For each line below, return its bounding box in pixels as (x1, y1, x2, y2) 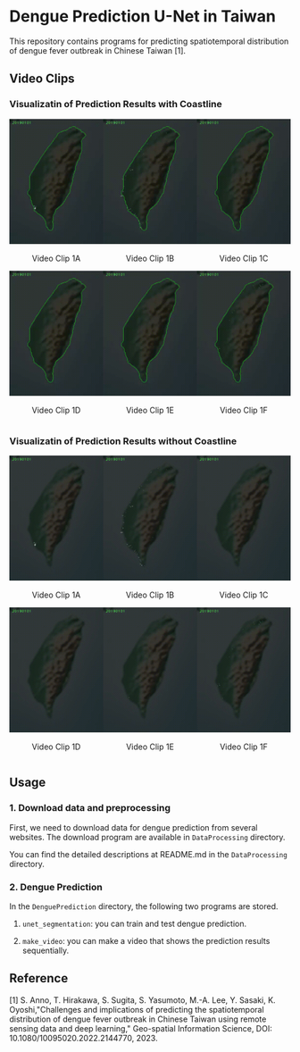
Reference (9, 971, 69, 986)
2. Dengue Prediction (9, 881, 103, 893)
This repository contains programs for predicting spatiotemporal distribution (9, 36, 289, 46)
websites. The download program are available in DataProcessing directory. (9, 831, 286, 842)
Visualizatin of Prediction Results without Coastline (9, 435, 237, 447)
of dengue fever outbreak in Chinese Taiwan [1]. (9, 45, 186, 55)
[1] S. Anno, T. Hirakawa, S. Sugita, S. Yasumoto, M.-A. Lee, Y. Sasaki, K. (9, 994, 276, 1006)
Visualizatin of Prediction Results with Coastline (9, 98, 223, 111)
